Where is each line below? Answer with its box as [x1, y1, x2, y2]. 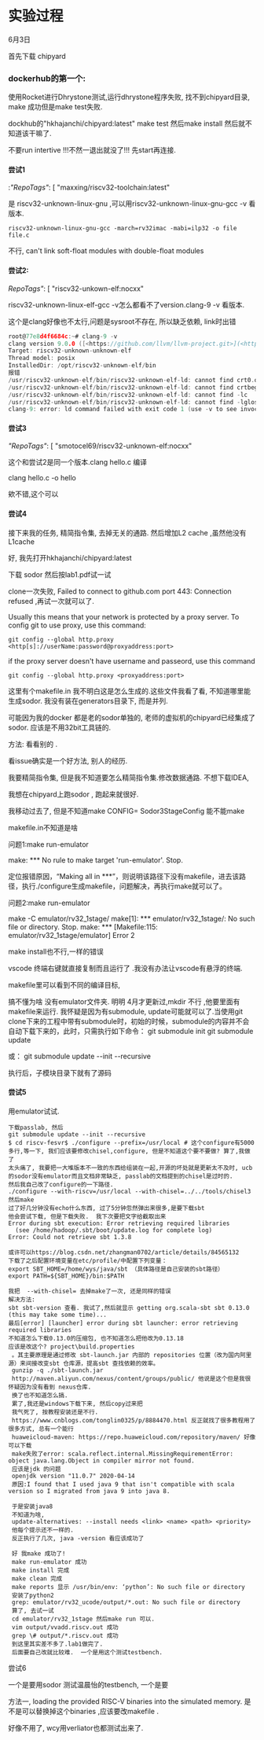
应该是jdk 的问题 [11, 1465, 61, 1473]
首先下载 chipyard [8, 51, 67, 61]
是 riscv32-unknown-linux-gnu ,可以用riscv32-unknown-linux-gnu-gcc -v [8, 199, 247, 208]
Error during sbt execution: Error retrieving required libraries [8, 1219, 230, 1227]
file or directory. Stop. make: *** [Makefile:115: [8, 922, 159, 932]
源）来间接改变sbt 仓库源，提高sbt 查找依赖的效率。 [8, 1359, 159, 1367]
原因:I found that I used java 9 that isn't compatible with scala [11, 1480, 235, 1488]
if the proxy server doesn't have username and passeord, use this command [8, 656, 255, 665]
